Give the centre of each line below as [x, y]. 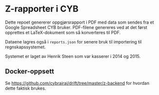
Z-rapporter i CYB [42, 9]
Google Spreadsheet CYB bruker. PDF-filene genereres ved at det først [76, 27]
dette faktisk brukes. [26, 88]
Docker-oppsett [30, 72]
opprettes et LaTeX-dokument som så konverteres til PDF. [63, 32]
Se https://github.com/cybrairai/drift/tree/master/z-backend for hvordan [77, 83]
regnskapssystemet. [26, 47]
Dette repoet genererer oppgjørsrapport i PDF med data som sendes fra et [79, 22]
